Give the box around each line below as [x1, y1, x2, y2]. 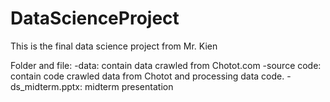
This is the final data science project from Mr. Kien [10, 40, 218, 52]
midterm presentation [84, 80, 174, 92]
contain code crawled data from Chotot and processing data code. [10, 70, 285, 82]
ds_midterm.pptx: [10, 80, 83, 92]
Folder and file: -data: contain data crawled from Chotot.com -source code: [10, 59, 322, 71]
